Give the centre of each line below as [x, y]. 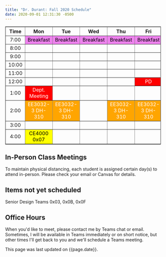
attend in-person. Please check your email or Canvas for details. [71, 174]
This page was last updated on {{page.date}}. [52, 249]
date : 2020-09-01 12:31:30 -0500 [40, 14]
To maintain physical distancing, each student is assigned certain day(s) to [81, 169]
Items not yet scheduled [43, 190]
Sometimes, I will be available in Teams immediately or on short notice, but [81, 234]
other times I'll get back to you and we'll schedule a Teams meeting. [74, 240]
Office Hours [25, 217]
